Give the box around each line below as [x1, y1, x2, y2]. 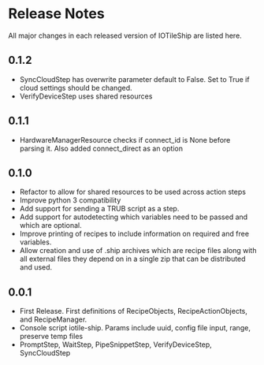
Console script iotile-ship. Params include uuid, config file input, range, [19, 323, 251, 333]
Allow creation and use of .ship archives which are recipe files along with [19, 246, 257, 255]
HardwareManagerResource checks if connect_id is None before [19, 135, 231, 144]
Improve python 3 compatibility [19, 196, 121, 205]
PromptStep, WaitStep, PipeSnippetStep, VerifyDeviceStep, [19, 340, 213, 349]
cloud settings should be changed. [19, 83, 132, 92]
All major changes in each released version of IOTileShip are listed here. [8, 31, 242, 40]
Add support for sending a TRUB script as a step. [19, 204, 180, 214]
